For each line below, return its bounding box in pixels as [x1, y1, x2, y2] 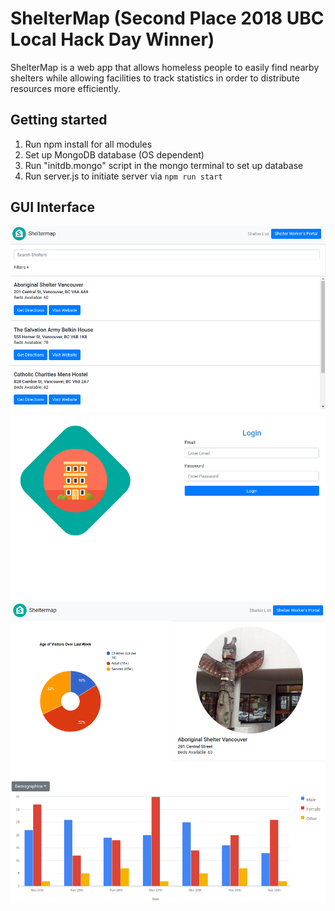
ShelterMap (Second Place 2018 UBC [10, 7, 325, 30]
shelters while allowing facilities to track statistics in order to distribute [10, 72, 300, 84]
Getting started [10, 112, 108, 129]
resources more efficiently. [10, 82, 122, 94]
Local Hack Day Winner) [10, 28, 215, 51]
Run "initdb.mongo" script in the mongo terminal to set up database [24, 159, 304, 171]
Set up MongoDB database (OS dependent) [24, 148, 205, 161]
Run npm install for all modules [24, 138, 153, 150]
